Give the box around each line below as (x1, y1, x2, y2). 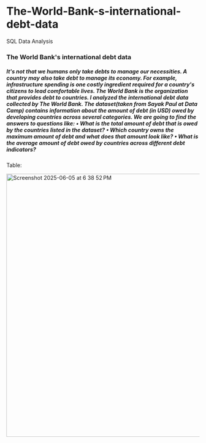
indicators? (6, 146, 37, 154)
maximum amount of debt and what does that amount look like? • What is (6, 133, 199, 140)
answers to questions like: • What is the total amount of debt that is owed (6, 120, 198, 127)
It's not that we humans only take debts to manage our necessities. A (6, 68, 188, 75)
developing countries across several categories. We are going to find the (6, 113, 196, 121)
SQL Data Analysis (6, 37, 53, 45)
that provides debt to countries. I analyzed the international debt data (6, 94, 189, 102)
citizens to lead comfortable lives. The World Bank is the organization (6, 87, 188, 95)
